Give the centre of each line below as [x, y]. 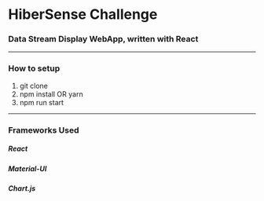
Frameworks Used [44, 130]
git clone [34, 86]
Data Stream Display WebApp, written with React [103, 39]
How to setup [34, 68]
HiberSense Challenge [83, 15]
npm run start [42, 102]
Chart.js [22, 188]
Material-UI [27, 168]
